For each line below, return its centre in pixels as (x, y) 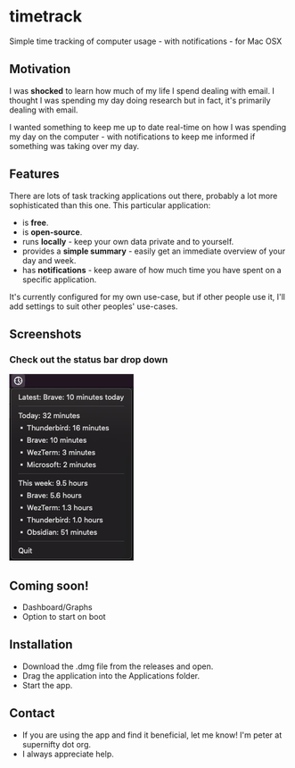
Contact (32, 713)
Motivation (40, 69)
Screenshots (45, 334)
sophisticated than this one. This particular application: (110, 205)
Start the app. (47, 685)
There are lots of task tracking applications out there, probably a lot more (143, 196)
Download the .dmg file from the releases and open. (118, 666)
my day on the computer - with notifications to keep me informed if (132, 137)
